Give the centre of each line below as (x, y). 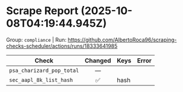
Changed (98, 60)
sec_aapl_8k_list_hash (41, 80)
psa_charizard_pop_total (44, 70)
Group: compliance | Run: (36, 40)
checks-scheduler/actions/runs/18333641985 (62, 46)
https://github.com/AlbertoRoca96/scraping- (122, 40)
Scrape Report (42, 11)
